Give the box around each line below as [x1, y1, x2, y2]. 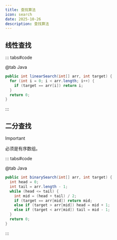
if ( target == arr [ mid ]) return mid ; [14, 198, 93, 203]
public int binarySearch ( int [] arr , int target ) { [5, 175, 113, 180]
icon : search [5, 12, 32, 17]
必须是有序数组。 [5, 146, 40, 152]
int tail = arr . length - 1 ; [9, 184, 68, 189]
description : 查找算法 [5, 21, 49, 26]
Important [5, 135, 25, 141]
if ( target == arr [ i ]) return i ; [14, 83, 84, 88]
